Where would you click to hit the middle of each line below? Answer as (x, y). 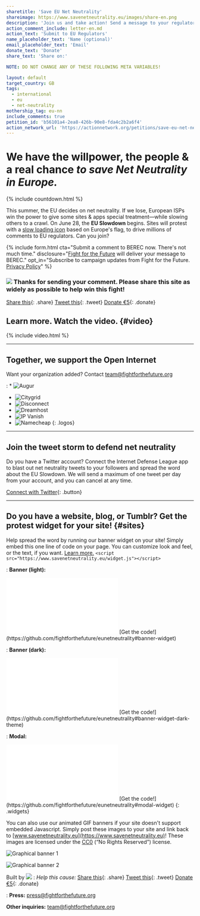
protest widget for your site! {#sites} (75, 526)
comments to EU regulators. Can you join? (58, 236)
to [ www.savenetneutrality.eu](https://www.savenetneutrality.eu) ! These (95, 835)
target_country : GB (30, 83)
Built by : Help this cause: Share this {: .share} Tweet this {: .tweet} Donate (100, 877)
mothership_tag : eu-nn (34, 111)
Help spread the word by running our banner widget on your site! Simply (95, 540)
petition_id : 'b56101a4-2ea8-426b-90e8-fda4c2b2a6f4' (74, 122)
